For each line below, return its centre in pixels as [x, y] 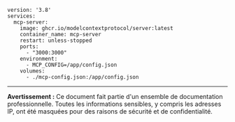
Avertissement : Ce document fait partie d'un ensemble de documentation [115, 97]
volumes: [33, 71]
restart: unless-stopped [56, 40]
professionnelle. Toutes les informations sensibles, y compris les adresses [114, 104]
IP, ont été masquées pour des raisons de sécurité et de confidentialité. [110, 111]
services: [22, 16]
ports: [29, 47]
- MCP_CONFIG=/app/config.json [71, 65]
